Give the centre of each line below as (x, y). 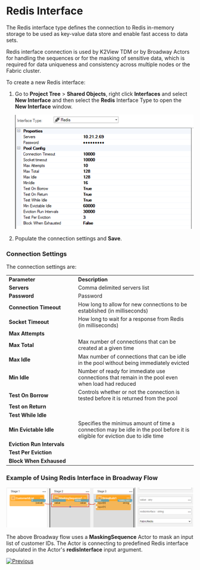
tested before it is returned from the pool (128, 398)
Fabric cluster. (24, 70)
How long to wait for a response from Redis (131, 319)
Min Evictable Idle (32, 429)
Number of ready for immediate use (122, 371)
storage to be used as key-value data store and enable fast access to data (97, 33)
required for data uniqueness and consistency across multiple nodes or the (98, 64)
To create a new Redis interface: (46, 82)
